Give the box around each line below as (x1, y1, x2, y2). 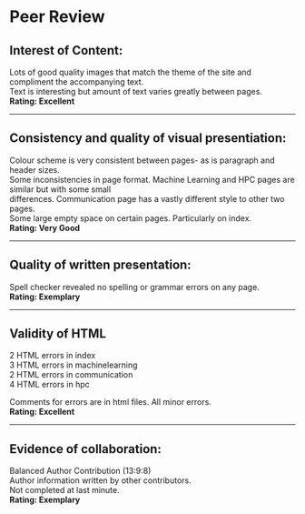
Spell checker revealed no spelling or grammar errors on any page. (9, 281, 261, 292)
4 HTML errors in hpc (9, 379, 91, 390)
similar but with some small (9, 184, 112, 195)
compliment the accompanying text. (9, 76, 144, 87)
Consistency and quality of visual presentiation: (9, 130, 287, 146)
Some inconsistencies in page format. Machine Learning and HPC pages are (9, 174, 295, 185)
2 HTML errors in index (9, 350, 96, 361)
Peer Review (9, 6, 105, 27)
